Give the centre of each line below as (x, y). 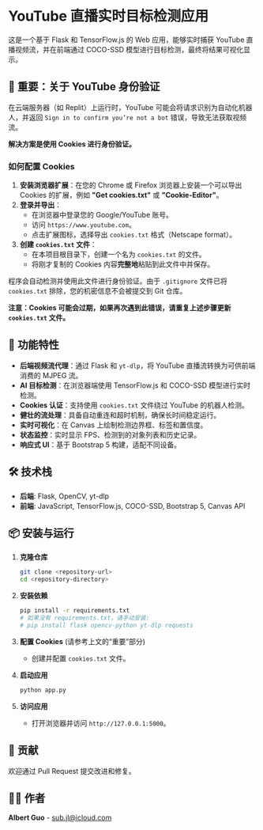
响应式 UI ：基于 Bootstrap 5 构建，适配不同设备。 (100, 445)
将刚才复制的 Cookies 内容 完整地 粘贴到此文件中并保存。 (123, 264)
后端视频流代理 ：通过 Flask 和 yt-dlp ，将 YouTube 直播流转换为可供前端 (137, 366)
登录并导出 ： (40, 205)
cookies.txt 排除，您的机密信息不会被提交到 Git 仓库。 (98, 291)
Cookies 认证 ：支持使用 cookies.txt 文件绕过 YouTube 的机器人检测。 (134, 405)
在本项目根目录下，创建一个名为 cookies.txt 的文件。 (119, 255)
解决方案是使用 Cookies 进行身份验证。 (72, 144)
